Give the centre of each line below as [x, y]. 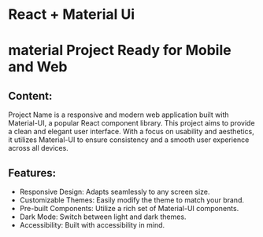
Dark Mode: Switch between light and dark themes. [103, 217]
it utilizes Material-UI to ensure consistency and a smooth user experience [129, 140]
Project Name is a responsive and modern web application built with [119, 115]
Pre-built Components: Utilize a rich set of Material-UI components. [129, 208]
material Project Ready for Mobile [120, 51]
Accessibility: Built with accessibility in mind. [92, 225]
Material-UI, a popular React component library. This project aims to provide [131, 123]
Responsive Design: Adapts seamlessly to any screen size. [115, 191]
